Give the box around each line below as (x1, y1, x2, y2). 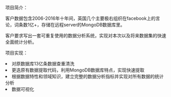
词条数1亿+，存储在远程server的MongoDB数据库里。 (14, 22, 125, 28)
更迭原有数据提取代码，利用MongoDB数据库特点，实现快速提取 (12, 67, 144, 73)
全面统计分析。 (5, 39, 37, 45)
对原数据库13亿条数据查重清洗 (12, 61, 75, 66)
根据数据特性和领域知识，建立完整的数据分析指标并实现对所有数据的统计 (12, 74, 164, 79)
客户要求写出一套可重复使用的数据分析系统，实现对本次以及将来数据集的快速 (5, 33, 166, 38)
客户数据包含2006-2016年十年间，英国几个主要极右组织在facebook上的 (5, 15, 156, 21)
